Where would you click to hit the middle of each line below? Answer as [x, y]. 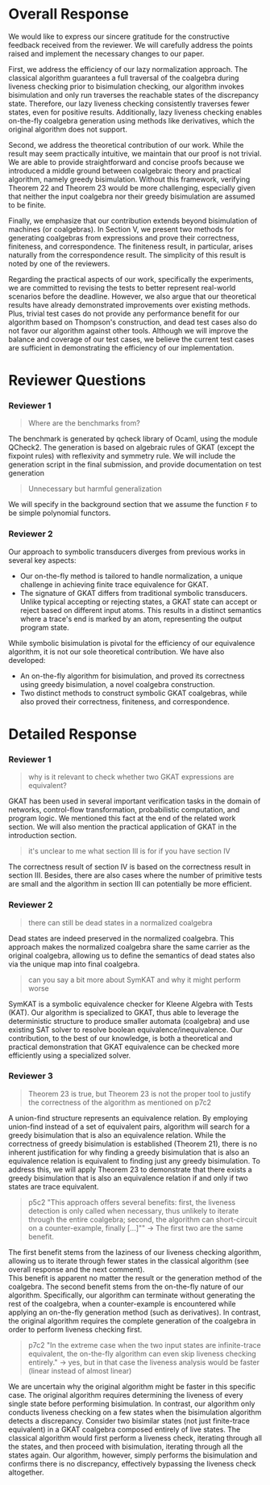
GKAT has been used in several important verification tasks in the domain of [135, 801]
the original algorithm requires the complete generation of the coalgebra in [132, 1320]
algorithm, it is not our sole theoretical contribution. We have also [116, 652]
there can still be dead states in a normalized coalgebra [120, 922]
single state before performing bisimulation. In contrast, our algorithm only [132, 1403]
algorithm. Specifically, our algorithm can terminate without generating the [132, 1295]
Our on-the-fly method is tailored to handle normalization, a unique [131, 576]
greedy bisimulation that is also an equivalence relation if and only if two [128, 1178]
